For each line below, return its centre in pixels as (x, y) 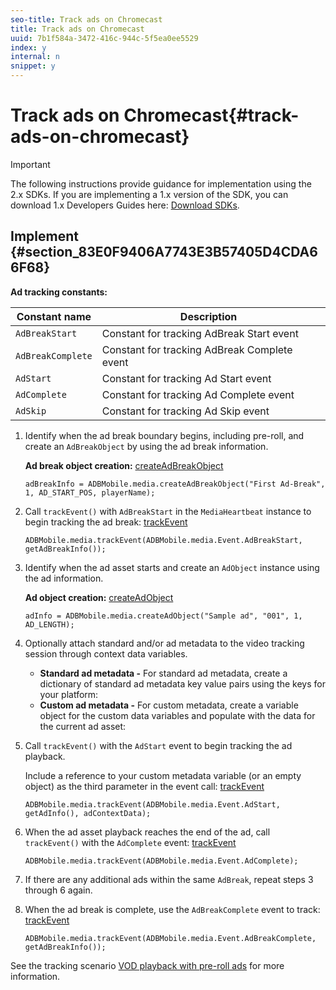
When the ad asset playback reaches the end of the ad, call (147, 832)
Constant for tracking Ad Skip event (185, 411)
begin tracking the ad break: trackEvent (106, 522)
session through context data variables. (106, 653)
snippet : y (33, 66)
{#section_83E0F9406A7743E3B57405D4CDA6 (164, 252)
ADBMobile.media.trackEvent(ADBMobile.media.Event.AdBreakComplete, (170, 938)
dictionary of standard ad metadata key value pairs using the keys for (182, 683)
